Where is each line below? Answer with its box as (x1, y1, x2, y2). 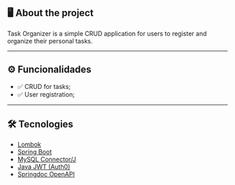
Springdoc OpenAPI (17, 170, 75, 179)
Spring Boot (17, 148, 52, 156)
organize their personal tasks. (7, 36, 93, 45)
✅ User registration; (17, 90, 75, 98)
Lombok (17, 140, 42, 149)
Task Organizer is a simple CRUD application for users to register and (7, 29, 207, 38)
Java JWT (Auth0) (17, 163, 71, 171)
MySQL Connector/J (17, 155, 77, 164)
